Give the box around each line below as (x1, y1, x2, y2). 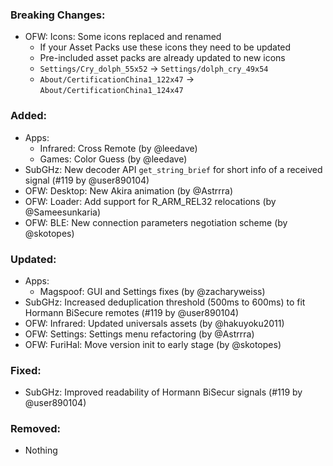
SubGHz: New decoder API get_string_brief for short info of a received (24, 163, 323, 175)
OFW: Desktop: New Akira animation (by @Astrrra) (24, 184, 233, 197)
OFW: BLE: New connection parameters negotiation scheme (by (24, 216, 288, 228)
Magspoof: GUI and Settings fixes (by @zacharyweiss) (39, 285, 266, 297)
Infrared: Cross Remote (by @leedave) (39, 142, 198, 154)
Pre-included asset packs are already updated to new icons (39, 52, 286, 64)
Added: (10, 109, 47, 123)
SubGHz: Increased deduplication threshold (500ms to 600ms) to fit (24, 296, 306, 308)
